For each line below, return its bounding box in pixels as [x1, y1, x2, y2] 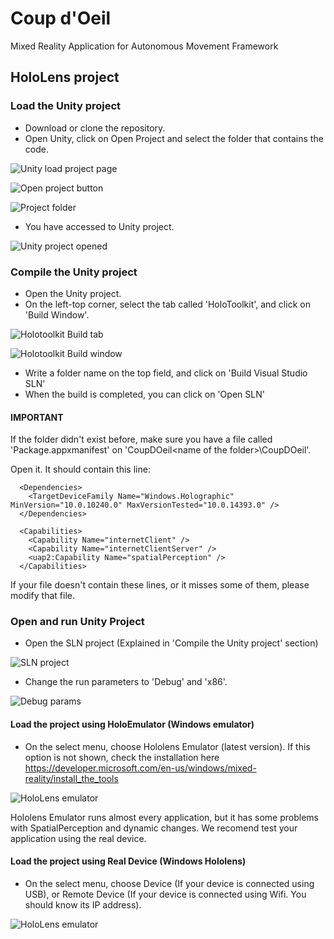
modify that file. [10, 590, 76, 602]
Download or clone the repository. [24, 122, 166, 134]
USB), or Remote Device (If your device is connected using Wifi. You [24, 888, 307, 900]
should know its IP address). [24, 898, 142, 911]
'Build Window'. [24, 308, 90, 321]
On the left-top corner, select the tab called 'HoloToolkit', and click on [24, 298, 311, 310]
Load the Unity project [10, 99, 122, 113]
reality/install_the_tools [24, 772, 119, 784]
